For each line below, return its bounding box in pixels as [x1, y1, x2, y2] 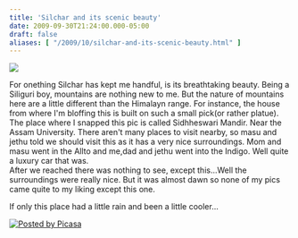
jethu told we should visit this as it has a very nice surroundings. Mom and [9, 136, 282, 148]
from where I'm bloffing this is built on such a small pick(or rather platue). [9, 108, 279, 119]
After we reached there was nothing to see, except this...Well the [9, 165, 247, 175]
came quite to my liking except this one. [9, 184, 156, 195]
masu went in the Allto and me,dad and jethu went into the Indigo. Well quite [9, 146, 289, 157]
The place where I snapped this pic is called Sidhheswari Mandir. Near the [9, 117, 283, 128]
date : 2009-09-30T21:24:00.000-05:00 [9, 21, 150, 30]
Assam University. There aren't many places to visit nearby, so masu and [9, 127, 277, 138]
